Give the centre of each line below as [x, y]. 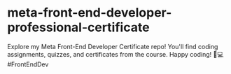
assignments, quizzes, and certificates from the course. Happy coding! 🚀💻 [115, 54]
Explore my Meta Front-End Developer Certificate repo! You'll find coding [113, 46]
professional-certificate [78, 27]
